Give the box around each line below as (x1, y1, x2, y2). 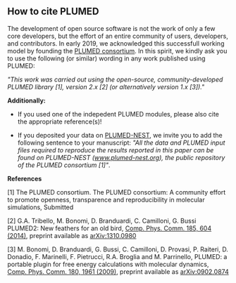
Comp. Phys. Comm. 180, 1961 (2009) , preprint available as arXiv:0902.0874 (7, 267, 229, 276)
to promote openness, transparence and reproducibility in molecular (7, 195, 206, 204)
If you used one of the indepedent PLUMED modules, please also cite (17, 110, 220, 118)
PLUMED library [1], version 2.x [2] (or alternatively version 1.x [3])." (7, 82, 205, 91)
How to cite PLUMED (7, 6, 99, 18)
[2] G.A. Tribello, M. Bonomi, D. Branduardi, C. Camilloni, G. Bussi (7, 216, 197, 225)
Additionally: (7, 96, 46, 105)
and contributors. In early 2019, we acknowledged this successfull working (7, 39, 225, 48)
